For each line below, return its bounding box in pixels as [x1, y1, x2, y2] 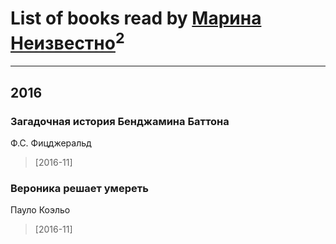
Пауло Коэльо [10, 204, 71, 216]
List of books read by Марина [10, 7, 262, 30]
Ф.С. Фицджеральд [10, 137, 92, 149]
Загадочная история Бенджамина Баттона [10, 114, 230, 128]
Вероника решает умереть [10, 181, 149, 195]
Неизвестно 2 [10, 28, 125, 55]
